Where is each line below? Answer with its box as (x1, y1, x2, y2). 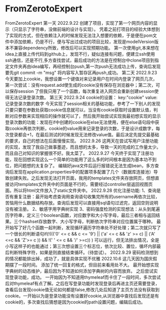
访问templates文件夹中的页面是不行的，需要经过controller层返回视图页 (9, 181, 153, 187)
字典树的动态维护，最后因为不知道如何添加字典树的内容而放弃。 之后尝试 (5, 268, 154, 274)
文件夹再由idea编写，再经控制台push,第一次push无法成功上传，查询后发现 (9, 63, 161, 69)
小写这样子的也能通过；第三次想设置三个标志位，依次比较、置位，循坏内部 (5, 243, 157, 249)
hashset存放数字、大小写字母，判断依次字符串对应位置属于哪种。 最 (22, 218, 161, 224)
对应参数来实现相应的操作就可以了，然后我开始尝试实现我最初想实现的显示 (9, 113, 161, 119)
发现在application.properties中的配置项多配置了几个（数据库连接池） (13, 169, 154, 175)
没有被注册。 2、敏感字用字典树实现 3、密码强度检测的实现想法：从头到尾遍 (5, 206, 161, 212)
